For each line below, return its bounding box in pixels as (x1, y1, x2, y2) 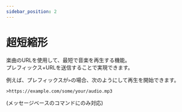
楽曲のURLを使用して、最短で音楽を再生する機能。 (6, 57, 130, 64)
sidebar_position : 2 (6, 8, 58, 15)
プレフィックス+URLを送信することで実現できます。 (6, 64, 133, 71)
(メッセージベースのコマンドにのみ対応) (6, 99, 104, 106)
